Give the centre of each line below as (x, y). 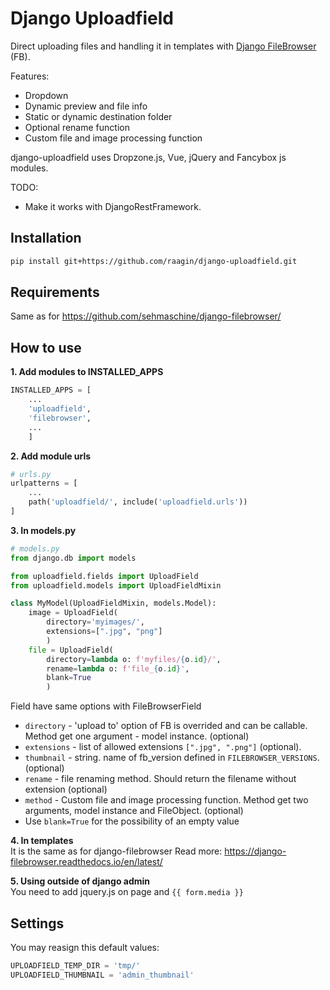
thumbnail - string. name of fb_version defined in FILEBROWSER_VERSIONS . (172, 758)
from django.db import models (73, 558)
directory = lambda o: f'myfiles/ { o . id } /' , (134, 659)
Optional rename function (77, 127)
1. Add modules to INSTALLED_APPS (87, 372)
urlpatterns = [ (44, 483)
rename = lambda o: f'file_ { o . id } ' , (118, 668)
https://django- (255, 851)
